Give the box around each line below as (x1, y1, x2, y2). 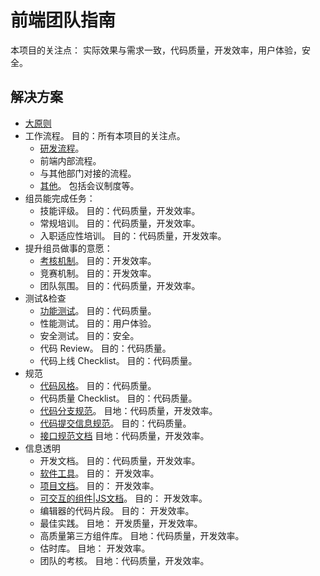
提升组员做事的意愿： (24, 242, 113, 254)
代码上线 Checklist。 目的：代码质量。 (39, 354, 198, 366)
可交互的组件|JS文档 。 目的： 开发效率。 (39, 492, 208, 504)
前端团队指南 (10, 9, 117, 32)
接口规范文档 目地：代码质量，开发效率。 (39, 429, 210, 441)
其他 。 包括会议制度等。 (39, 179, 140, 191)
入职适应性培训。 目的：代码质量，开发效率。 (39, 229, 227, 241)
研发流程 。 (39, 142, 85, 154)
